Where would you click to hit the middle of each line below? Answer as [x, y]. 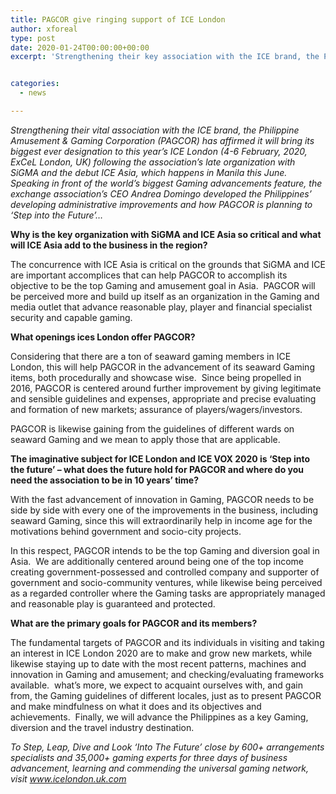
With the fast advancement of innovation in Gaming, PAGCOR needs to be [162, 499]
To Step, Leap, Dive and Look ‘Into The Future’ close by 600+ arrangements [167, 747]
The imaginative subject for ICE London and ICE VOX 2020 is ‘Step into [160, 458]
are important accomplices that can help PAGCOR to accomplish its [149, 275]
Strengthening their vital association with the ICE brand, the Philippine [155, 130]
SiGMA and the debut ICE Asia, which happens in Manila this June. [149, 172]
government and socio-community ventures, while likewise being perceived [166, 582]
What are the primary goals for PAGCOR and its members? [134, 623]
